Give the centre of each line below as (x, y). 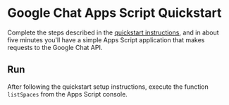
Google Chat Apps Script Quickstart (114, 13)
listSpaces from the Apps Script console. (68, 94)
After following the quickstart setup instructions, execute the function (108, 87)
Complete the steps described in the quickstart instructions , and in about (113, 32)
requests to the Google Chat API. (55, 47)
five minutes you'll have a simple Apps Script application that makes (106, 39)
